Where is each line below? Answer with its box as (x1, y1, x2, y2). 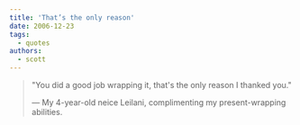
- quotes (17, 38, 50, 48)
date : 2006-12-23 (9, 22, 75, 31)
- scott (17, 55, 47, 64)
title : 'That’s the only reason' (9, 13, 135, 22)
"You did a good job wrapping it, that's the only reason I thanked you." (31, 80, 292, 90)
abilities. (31, 107, 63, 117)
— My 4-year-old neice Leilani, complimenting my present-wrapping (31, 97, 286, 108)
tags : (9, 30, 30, 39)
